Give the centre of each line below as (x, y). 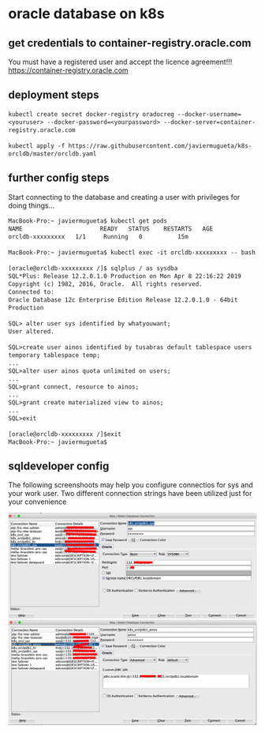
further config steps (59, 178)
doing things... (32, 205)
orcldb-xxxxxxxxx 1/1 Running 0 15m (99, 237)
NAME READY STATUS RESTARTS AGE (111, 229)
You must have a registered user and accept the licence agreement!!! (120, 62)
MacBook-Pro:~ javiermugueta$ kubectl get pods (88, 221)
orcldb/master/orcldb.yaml (52, 154)
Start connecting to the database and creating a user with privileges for (124, 197)
